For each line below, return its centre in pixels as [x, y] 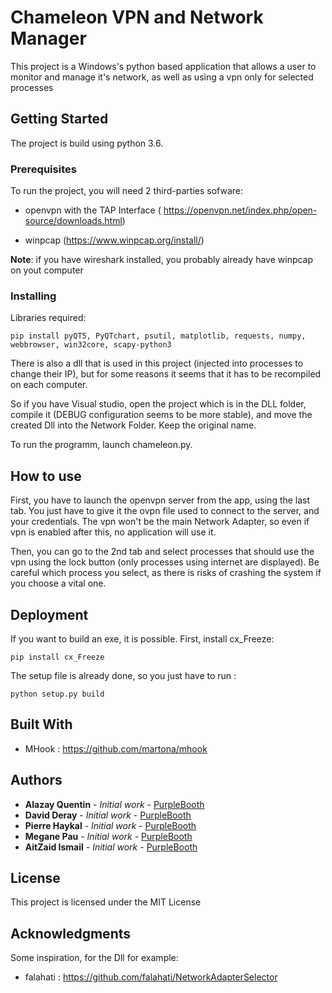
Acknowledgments [71, 933]
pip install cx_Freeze [57, 657]
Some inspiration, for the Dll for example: [94, 958]
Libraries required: [48, 318]
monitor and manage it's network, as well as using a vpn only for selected [162, 77]
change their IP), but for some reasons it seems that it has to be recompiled [166, 374]
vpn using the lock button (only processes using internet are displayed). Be [165, 562]
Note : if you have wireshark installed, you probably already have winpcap [162, 260]
